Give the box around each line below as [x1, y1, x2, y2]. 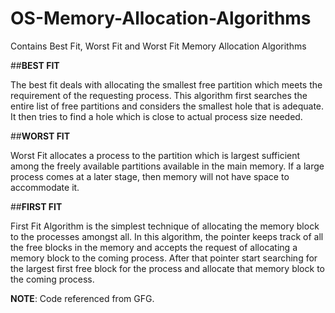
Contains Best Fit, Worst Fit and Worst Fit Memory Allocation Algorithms [10, 40, 307, 52]
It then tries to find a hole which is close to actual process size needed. [10, 110, 303, 122]
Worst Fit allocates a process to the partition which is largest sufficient [10, 149, 301, 161]
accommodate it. [10, 181, 80, 193]
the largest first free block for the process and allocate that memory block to [10, 262, 325, 274]
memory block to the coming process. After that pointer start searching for [10, 252, 318, 264]
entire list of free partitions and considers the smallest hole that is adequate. [10, 100, 325, 112]
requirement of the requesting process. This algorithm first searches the [10, 89, 308, 101]
